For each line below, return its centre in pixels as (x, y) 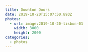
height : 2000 (28, 33)
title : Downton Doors (28, 10)
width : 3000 (26, 28)
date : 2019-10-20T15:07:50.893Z (39, 14)
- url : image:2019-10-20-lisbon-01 (46, 24)
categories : (17, 38)
